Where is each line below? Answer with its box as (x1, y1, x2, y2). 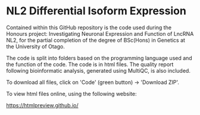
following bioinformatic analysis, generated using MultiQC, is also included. (6, 67, 190, 74)
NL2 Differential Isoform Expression (6, 4, 186, 18)
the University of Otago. (6, 43, 65, 50)
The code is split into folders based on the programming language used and (6, 54, 192, 61)
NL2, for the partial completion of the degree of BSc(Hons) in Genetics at (6, 36, 186, 43)
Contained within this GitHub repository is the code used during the (6, 24, 171, 31)
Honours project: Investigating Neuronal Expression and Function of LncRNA (6, 30, 194, 37)
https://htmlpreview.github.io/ (6, 101, 79, 108)
